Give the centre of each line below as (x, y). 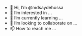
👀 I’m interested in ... (31, 13)
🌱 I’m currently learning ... (36, 18)
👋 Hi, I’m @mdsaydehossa (37, 8)
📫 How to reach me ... (33, 28)
